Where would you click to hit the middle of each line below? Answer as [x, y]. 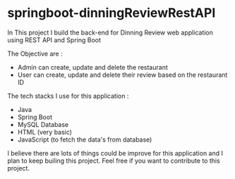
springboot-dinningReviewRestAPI [112, 13]
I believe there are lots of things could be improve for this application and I [115, 153]
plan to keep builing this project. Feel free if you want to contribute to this [114, 161]
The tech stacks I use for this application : [68, 96]
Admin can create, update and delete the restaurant [92, 67]
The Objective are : [35, 54]
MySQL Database [43, 124]
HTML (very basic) [45, 132]
